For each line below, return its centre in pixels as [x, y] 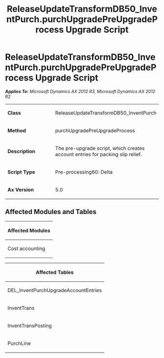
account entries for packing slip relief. [99, 154]
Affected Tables [55, 272]
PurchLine [19, 343]
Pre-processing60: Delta [84, 172]
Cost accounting [26, 248]
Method [17, 130]
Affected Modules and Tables [51, 212]
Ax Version [21, 190]
